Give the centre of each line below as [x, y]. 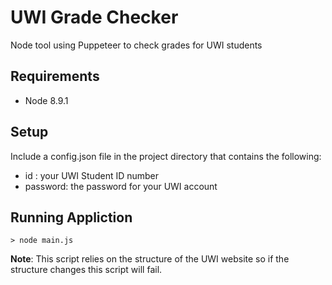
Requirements [55, 76]
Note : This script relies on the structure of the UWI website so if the [150, 259]
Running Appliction [71, 217]
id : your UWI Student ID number [92, 175]
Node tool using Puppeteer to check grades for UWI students [136, 45]
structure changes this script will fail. [86, 270]
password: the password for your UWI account [121, 186]
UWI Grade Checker [94, 17]
